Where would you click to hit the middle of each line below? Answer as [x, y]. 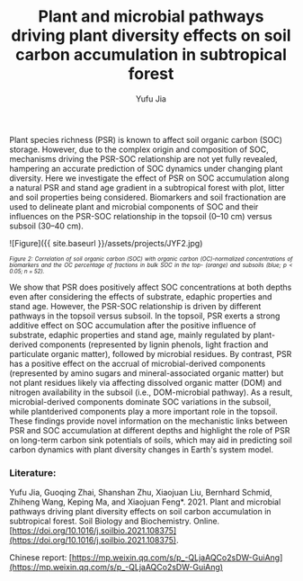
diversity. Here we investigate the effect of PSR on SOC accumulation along [149, 178]
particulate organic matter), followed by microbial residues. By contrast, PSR [151, 353]
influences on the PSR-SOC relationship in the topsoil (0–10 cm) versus [141, 216]
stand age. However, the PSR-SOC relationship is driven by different [135, 306]
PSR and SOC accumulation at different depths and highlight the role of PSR [150, 430]
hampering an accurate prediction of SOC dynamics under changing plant [146, 168]
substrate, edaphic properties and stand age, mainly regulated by [130, 335]
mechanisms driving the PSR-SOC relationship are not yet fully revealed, [143, 158]
